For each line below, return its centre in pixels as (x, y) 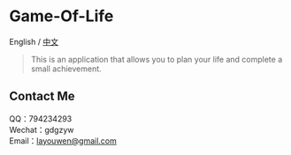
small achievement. (66, 69)
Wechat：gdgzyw (42, 129)
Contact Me (42, 96)
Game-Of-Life (61, 16)
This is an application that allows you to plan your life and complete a (157, 59)
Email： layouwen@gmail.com (63, 140)
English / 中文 (34, 41)
